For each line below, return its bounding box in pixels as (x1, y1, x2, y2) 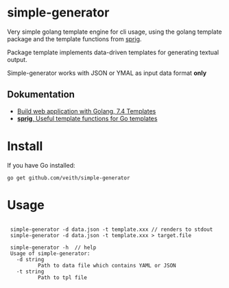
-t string (16, 268, 45, 275)
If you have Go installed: (7, 161, 75, 169)
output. (7, 55, 27, 63)
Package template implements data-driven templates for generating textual (7, 48, 219, 56)
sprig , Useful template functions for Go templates (16, 114, 158, 122)
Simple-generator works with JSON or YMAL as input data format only (7, 69, 207, 77)
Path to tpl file (37, 274, 88, 281)
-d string (16, 256, 45, 263)
